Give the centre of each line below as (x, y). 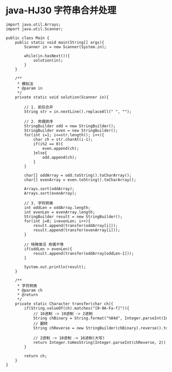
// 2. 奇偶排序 (39, 121)
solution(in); (48, 60)
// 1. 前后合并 (39, 107)
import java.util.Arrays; (33, 24)
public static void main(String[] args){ (59, 42)
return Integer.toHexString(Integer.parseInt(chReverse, (95, 342)
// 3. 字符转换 (39, 203)
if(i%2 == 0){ (48, 144)
